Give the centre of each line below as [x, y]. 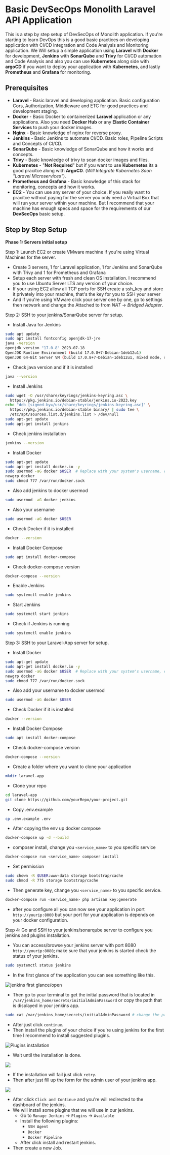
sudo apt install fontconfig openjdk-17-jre [53, 339]
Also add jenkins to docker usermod [50, 491]
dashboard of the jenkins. [39, 1105]
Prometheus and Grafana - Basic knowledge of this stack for [76, 181]
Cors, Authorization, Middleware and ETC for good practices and [80, 106]
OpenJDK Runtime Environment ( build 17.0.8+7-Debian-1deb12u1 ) [73, 353]
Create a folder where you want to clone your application [72, 767]
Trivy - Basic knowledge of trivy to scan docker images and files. [81, 160]
